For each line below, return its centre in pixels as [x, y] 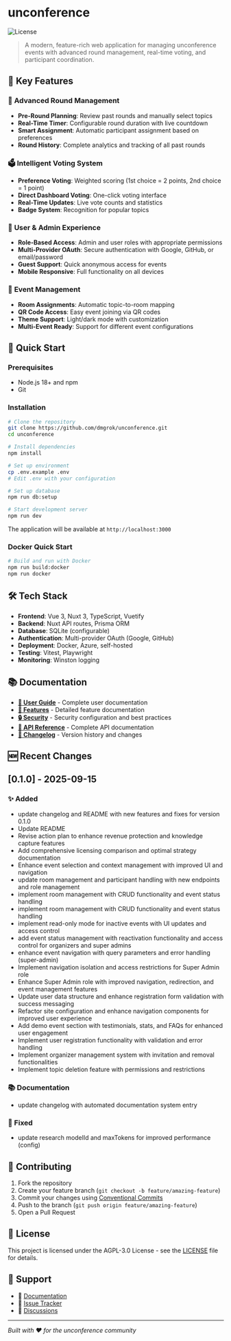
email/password [40, 257]
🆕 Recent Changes [50, 756]
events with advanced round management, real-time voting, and [115, 52]
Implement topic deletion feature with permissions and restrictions [111, 1069]
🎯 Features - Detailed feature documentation [81, 709]
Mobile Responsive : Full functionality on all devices [90, 272]
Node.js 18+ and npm [48, 382]
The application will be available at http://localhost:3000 [89, 529]
